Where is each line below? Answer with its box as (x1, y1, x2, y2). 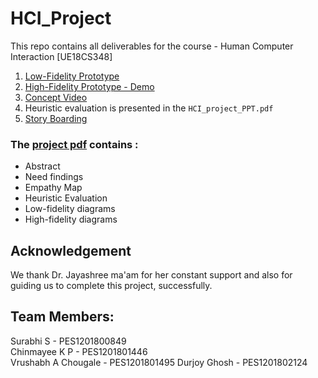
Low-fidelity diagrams (24, 203, 116, 215)
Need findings (24, 171, 84, 183)
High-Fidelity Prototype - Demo (24, 80, 155, 92)
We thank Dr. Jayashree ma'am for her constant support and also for (10, 269, 293, 281)
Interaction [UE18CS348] (10, 50, 113, 62)
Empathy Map (24, 182, 83, 194)
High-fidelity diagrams (24, 213, 118, 226)
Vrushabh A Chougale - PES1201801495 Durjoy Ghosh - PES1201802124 (10, 356, 308, 368)
